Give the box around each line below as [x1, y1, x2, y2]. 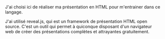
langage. [5, 9, 23, 15]
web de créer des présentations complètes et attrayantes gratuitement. [5, 29, 150, 34]
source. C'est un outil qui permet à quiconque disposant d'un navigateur [5, 24, 152, 29]
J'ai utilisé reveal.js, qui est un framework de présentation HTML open [5, 19, 148, 24]
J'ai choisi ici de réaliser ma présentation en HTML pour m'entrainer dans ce [5, 4, 161, 10]
